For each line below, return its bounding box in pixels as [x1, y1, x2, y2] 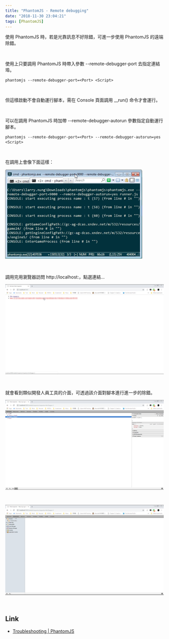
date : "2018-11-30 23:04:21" [5, 13, 66, 19]
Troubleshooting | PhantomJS [12, 628, 74, 634]
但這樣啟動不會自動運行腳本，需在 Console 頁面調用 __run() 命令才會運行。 [5, 97, 160, 103]
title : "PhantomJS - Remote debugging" [5, 8, 89, 13]
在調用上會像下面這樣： [5, 159, 54, 165]
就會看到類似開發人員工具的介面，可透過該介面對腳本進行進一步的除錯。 [5, 390, 155, 396]
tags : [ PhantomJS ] [5, 19, 44, 24]
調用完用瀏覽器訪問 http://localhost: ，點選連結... [5, 274, 105, 280]
